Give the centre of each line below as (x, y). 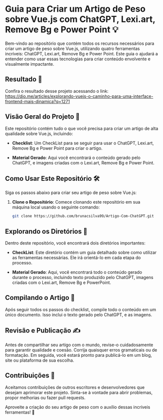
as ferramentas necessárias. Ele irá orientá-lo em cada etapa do (76, 258)
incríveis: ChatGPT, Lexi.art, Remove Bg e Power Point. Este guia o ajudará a (81, 53)
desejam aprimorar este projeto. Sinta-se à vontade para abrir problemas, (79, 392)
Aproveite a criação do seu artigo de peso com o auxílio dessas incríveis (78, 407)
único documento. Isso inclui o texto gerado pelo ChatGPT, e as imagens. (79, 315)
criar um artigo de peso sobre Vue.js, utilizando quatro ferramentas (72, 48)
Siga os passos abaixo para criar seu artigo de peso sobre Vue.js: (71, 192)
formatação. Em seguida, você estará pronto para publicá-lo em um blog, (79, 355)
